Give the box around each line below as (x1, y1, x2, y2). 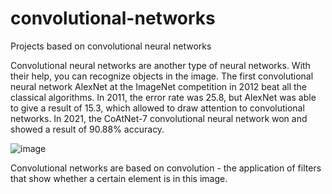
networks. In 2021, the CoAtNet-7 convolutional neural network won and (10, 112, 308, 124)
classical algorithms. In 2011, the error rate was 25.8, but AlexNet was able (10, 91, 317, 103)
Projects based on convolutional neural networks (10, 40, 212, 52)
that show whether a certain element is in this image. (10, 172, 228, 184)
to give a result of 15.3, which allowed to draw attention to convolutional (10, 102, 305, 114)
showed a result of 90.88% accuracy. (10, 123, 165, 135)
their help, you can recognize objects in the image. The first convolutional (10, 70, 314, 82)
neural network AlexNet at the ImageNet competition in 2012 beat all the (10, 80, 307, 92)
